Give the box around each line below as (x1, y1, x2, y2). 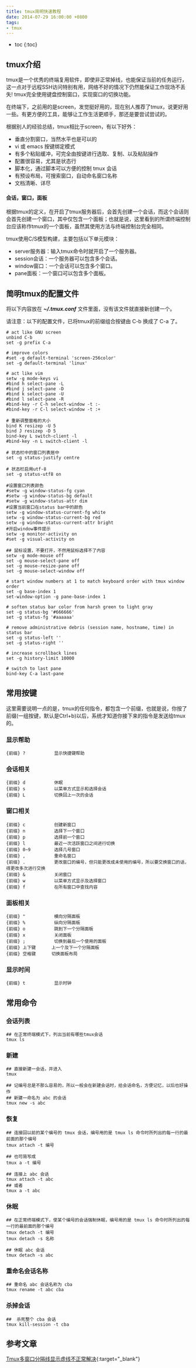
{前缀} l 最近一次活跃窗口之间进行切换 (6, 840, 115, 846)
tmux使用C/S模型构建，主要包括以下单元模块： (6, 235, 120, 242)
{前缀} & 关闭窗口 (6, 872, 72, 878)
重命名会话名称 (6, 1267, 49, 1275)
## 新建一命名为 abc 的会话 (6, 1095, 67, 1101)
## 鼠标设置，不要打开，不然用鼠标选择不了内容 (6, 548, 106, 554)
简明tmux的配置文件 (6, 289, 80, 299)
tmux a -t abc (6, 1187, 41, 1194)
